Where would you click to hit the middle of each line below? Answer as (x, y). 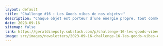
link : (10, 32)
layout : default (21, 9)
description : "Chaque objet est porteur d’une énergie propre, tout (76, 18)
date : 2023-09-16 (23, 23)
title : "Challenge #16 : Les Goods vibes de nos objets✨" (65, 14)
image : (12, 36)
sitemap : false (20, 27)
